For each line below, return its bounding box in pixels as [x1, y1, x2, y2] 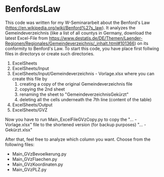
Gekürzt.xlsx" [5, 127, 33, 133]
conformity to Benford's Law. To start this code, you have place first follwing [5, 45, 159, 51]
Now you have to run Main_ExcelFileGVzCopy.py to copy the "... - [5, 116, 137, 122]
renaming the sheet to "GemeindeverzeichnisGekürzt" [19, 91, 129, 97]
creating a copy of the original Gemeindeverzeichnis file [19, 81, 133, 87]
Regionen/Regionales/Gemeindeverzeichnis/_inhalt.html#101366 [5, 40, 135, 46]
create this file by [12, 76, 47, 82]
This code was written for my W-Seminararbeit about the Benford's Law [5, 20, 150, 25]
